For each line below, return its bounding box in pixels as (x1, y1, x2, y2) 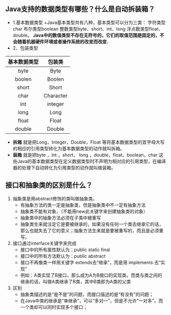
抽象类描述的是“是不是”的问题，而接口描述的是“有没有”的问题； (20, 291, 154, 297)
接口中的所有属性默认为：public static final (20, 247, 110, 253)
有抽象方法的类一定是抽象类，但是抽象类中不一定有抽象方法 (20, 202, 146, 208)
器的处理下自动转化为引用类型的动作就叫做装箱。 (12, 164, 116, 171)
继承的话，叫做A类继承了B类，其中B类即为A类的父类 (20, 278, 131, 284)
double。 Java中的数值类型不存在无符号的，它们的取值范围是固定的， (12, 32, 160, 38)
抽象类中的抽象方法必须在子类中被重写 (20, 214, 101, 221)
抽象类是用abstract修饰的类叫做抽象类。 (12, 196, 97, 202)
